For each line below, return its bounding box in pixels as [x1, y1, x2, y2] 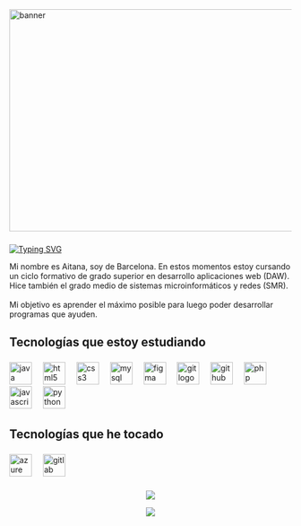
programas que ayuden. [9, 309, 98, 320]
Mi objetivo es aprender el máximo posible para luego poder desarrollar [9, 299, 273, 310]
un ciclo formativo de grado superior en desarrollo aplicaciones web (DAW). [9, 270, 289, 281]
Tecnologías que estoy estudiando [9, 335, 206, 350]
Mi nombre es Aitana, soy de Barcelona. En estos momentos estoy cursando [9, 260, 291, 272]
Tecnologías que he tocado [9, 426, 164, 442]
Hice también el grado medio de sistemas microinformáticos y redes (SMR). [9, 280, 288, 291]
